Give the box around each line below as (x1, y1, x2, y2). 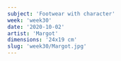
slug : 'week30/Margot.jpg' (7, 43, 87, 50)
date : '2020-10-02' (7, 23, 65, 30)
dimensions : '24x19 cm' (7, 36, 78, 43)
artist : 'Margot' (7, 29, 59, 37)
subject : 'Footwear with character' (7, 10, 115, 18)
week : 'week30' (7, 17, 52, 24)
